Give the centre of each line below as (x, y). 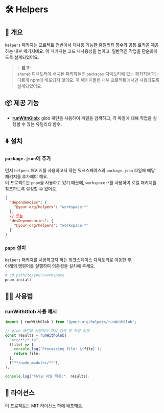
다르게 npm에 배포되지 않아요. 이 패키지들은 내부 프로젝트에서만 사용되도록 (88, 80)
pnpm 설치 (15, 248)
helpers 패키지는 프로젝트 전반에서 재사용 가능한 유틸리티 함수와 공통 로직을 (77, 45)
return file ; (27, 354)
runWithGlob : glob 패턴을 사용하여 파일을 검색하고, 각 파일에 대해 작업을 (82, 118)
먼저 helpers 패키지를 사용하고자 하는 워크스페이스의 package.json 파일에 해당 (80, 170)
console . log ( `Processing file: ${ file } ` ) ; (58, 349)
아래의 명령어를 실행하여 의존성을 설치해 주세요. (50, 265)
